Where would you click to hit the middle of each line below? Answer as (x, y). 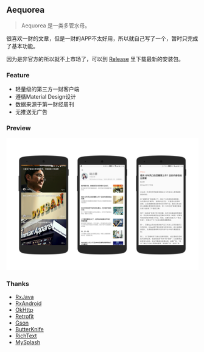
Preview (19, 128)
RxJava (24, 297)
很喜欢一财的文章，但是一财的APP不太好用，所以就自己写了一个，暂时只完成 (102, 38)
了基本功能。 (22, 46)
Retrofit (24, 317)
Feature (18, 75)
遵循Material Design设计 (45, 97)
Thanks (18, 284)
